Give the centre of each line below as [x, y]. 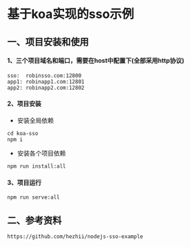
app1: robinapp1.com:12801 [46, 81]
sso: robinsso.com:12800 [44, 76]
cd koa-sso [23, 133]
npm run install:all [37, 166]
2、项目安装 [24, 103]
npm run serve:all [33, 197]
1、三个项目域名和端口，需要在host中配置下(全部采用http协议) [96, 61]
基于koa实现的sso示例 [71, 14]
